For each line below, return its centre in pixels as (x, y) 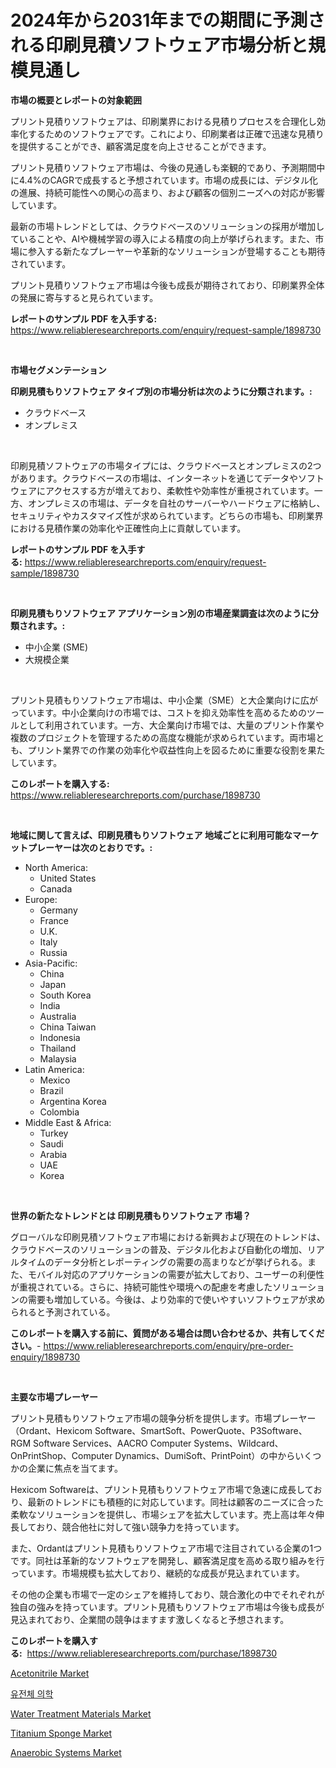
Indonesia (60, 1037)
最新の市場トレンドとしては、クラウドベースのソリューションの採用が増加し (167, 226)
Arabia (53, 1154)
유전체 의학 (32, 1693)
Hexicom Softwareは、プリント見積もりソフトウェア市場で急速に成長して (162, 1489)
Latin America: (54, 1069)
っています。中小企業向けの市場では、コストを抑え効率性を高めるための (158, 712)
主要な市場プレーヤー (54, 1397)
